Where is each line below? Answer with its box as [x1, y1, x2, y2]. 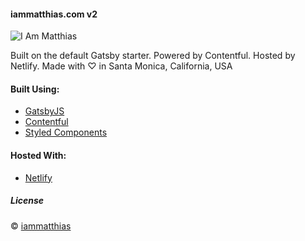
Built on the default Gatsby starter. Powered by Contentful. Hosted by [10, 50, 296, 62]
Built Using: [10, 83, 60, 95]
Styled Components [24, 126, 108, 139]
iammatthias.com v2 [10, 8, 98, 20]
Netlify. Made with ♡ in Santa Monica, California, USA [10, 60, 233, 72]
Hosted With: [10, 150, 67, 161]
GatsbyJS [24, 105, 65, 117]
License [10, 195, 45, 207]
